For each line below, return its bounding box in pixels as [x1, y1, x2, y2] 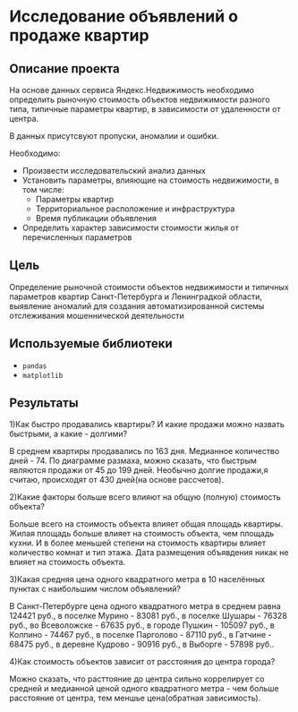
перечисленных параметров [21, 232, 132, 243]
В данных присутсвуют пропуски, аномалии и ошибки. [9, 131, 219, 141]
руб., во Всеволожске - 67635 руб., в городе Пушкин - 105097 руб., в [9, 620, 275, 631]
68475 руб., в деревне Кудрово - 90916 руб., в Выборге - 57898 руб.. [9, 639, 275, 650]
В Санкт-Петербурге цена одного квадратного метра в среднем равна [9, 601, 282, 612]
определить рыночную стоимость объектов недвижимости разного [9, 94, 270, 105]
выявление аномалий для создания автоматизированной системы [9, 300, 265, 311]
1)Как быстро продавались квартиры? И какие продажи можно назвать [9, 419, 285, 430]
